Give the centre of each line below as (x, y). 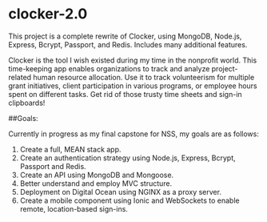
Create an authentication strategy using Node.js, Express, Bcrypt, (128, 158)
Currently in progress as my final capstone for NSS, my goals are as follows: (134, 134)
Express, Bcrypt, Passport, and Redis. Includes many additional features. (128, 44)
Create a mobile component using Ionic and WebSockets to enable (130, 200)
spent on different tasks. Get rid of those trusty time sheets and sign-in (125, 94)
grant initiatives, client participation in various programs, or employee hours (133, 86)
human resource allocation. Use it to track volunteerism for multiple (144, 77)
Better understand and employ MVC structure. (96, 183)
